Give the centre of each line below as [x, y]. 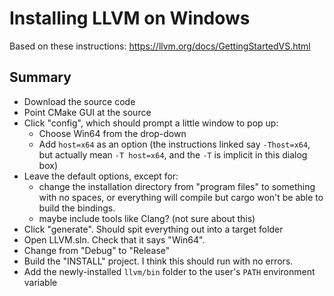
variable [40, 282]
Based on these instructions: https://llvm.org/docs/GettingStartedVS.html [160, 46]
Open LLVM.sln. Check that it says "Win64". [114, 239]
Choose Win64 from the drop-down [112, 133]
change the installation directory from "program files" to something [177, 186]
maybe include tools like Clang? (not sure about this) [147, 218]
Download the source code [79, 101]
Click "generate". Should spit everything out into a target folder [153, 229]
